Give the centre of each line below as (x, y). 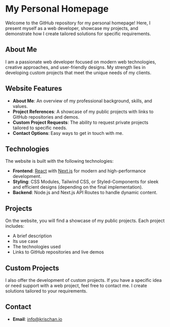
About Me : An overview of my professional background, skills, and (82, 101)
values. (20, 106)
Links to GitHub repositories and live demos (58, 252)
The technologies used (37, 247)
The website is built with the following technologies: (59, 161)
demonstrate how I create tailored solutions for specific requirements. (78, 33)
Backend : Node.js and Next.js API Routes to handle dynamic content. (85, 193)
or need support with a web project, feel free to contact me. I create (76, 285)
